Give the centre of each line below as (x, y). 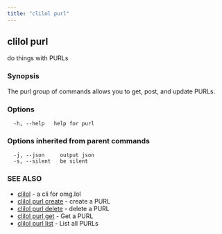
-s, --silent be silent (51, 161)
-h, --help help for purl (54, 124)
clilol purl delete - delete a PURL (63, 208)
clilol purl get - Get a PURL (55, 216)
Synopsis (23, 76)
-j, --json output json (54, 155)
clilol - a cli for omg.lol (49, 194)
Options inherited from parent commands (79, 141)
